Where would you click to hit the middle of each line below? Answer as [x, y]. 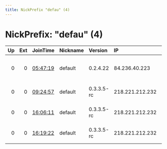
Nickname [72, 50]
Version [98, 50]
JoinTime [43, 50]
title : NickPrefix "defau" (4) [38, 10]
